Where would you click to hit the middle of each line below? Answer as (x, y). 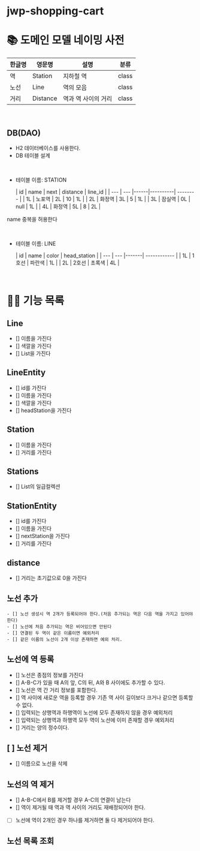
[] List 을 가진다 (33, 353)
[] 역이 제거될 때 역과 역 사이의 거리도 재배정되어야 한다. (80, 807)
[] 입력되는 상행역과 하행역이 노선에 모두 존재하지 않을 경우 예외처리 (94, 712)
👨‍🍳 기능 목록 (36, 301)
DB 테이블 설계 (33, 155)
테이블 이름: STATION (41, 180)
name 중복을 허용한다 (32, 219)
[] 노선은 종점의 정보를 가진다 (49, 675)
